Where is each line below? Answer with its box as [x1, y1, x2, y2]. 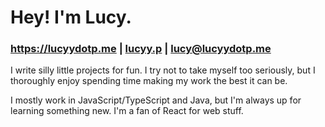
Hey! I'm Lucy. [10, 6, 132, 29]
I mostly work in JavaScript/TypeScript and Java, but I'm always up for [10, 94, 302, 106]
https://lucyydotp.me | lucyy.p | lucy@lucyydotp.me [10, 42, 272, 56]
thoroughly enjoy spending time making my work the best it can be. [10, 75, 288, 87]
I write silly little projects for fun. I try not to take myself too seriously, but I [10, 64, 316, 76]
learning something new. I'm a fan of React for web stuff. [10, 105, 244, 117]
